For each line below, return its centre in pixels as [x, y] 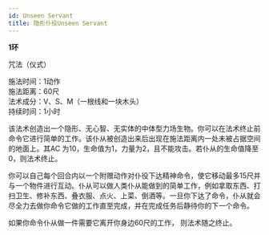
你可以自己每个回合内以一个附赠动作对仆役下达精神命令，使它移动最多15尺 [131, 175]
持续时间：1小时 [34, 111]
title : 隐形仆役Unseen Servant [58, 23]
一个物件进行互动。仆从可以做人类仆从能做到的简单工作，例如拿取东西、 [134, 185]
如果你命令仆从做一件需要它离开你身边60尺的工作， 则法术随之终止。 [122, 222]
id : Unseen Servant [41, 16]
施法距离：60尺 [34, 91]
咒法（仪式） [29, 64]
